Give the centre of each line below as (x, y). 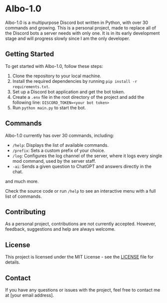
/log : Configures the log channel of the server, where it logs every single (87, 156)
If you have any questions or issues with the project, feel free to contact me (83, 290)
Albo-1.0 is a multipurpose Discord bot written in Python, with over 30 (77, 22)
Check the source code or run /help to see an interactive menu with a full (81, 191)
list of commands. (24, 196)
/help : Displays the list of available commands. (60, 145)
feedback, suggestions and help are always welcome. (60, 229)
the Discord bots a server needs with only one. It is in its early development (83, 33)
